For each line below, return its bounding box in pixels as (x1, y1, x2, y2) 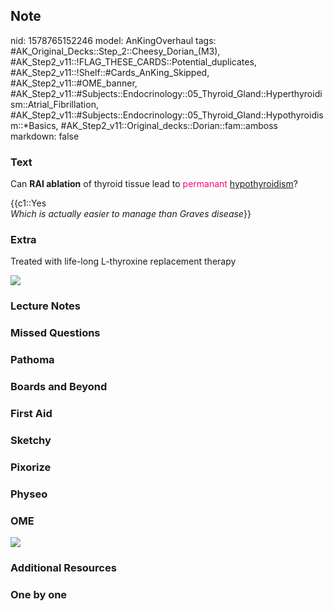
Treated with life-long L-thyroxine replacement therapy (10, 255, 237, 268)
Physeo (10, 487, 48, 501)
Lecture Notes (10, 299, 81, 313)
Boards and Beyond (10, 380, 108, 394)
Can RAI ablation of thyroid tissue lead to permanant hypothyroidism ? (10, 178, 298, 190)
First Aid (10, 407, 53, 421)
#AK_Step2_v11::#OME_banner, (10, 77, 138, 89)
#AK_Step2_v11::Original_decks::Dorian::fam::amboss (60, 119, 278, 131)
